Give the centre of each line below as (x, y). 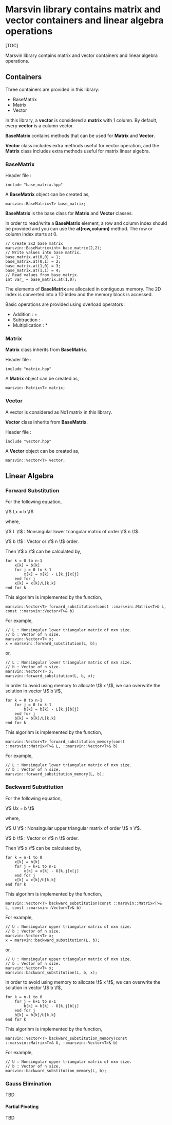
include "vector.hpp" (28, 441)
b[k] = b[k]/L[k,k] (35, 719)
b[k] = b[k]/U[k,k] (35, 1015)
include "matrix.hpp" (28, 369)
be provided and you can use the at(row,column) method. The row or (79, 229)
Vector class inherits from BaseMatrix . (47, 422)
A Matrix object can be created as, (42, 379)
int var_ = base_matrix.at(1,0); (41, 280)
